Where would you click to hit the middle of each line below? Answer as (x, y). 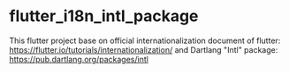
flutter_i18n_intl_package (104, 16)
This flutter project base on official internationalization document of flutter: (145, 40)
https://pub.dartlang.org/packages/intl (79, 59)
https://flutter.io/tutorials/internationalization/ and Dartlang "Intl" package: (144, 49)
